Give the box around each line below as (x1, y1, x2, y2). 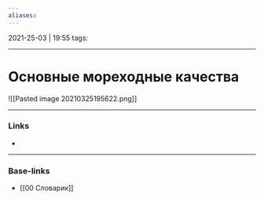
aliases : (8, 11, 37, 20)
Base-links (8, 165, 50, 176)
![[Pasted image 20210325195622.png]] (8, 93, 137, 103)
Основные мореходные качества (8, 67, 240, 85)
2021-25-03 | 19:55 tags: (8, 33, 89, 42)
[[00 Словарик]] (19, 184, 74, 193)
